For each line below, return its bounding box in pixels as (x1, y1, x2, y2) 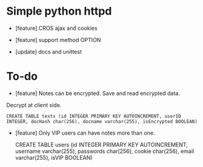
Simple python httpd (6, 4, 112, 18)
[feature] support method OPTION (15, 36, 101, 43)
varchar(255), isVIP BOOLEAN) (15, 154, 93, 161)
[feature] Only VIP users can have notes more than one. (15, 129, 155, 137)
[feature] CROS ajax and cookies (15, 24, 98, 32)
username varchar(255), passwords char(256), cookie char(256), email (15, 147, 194, 155)
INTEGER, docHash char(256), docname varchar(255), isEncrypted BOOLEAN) (6, 118, 198, 124)
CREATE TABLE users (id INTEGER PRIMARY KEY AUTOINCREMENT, (15, 141, 188, 148)
